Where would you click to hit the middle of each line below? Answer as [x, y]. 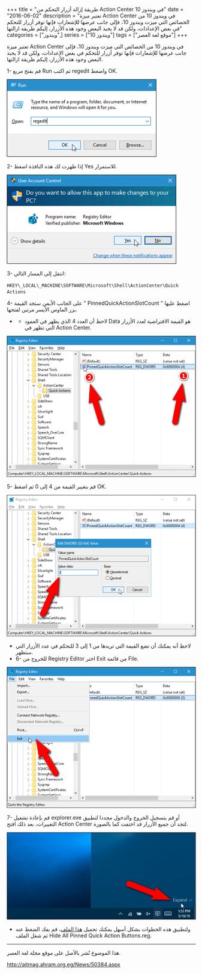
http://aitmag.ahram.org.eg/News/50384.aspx [64, 964]
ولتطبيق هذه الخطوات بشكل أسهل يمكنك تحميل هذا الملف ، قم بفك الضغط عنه [103, 930]
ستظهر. [24, 652]
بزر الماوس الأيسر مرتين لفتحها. [42, 309]
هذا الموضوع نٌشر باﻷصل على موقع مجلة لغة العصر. [64, 953]
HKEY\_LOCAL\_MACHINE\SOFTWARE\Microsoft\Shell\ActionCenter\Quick [93, 286]
